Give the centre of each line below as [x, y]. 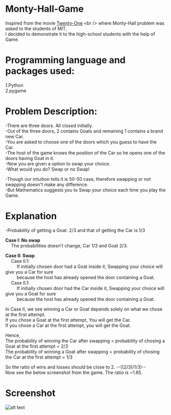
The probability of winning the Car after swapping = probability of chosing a [85, 341]
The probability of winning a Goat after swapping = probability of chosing [82, 351]
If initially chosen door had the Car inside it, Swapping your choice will [91, 288]
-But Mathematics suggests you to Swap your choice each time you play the [86, 190]
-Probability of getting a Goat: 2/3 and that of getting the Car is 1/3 [75, 230]
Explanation [31, 216]
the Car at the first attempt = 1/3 [39, 357]
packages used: [40, 71]
